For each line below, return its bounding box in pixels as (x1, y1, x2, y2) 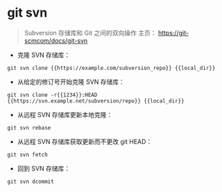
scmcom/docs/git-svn (24, 36, 88, 44)
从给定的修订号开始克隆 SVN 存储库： (17, 78, 125, 86)
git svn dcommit (7, 178, 54, 185)
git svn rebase (7, 124, 51, 131)
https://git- (157, 28, 189, 37)
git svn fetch (7, 151, 49, 158)
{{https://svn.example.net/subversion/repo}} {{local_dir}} (7, 97, 185, 105)
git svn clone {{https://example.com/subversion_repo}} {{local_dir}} (7, 64, 216, 71)
